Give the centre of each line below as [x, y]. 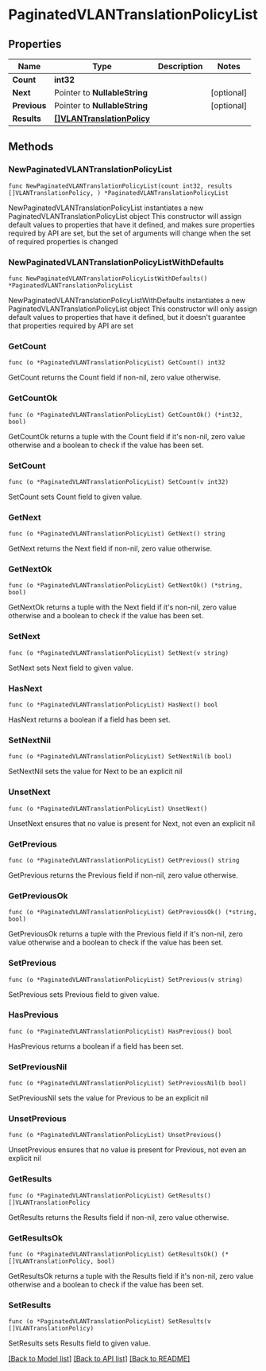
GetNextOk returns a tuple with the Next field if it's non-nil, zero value [122, 607]
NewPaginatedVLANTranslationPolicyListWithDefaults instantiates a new [127, 300]
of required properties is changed [63, 241]
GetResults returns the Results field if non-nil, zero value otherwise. [119, 1217]
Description [180, 66]
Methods [31, 147]
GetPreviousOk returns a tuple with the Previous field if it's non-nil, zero [126, 934]
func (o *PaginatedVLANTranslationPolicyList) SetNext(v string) [118, 653]
